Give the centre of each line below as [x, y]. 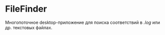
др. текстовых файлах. [29, 27]
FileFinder [26, 9]
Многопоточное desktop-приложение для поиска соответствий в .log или [82, 22]
